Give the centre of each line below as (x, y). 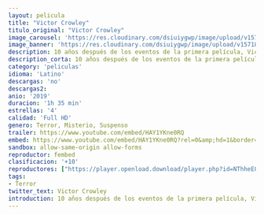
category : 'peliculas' (45, 67)
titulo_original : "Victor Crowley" (66, 30)
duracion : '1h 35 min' (45, 103)
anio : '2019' (29, 96)
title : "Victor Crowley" (49, 23)
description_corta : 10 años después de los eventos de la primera (119, 60)
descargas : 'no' (35, 81)
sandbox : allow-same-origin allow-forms (75, 147)
